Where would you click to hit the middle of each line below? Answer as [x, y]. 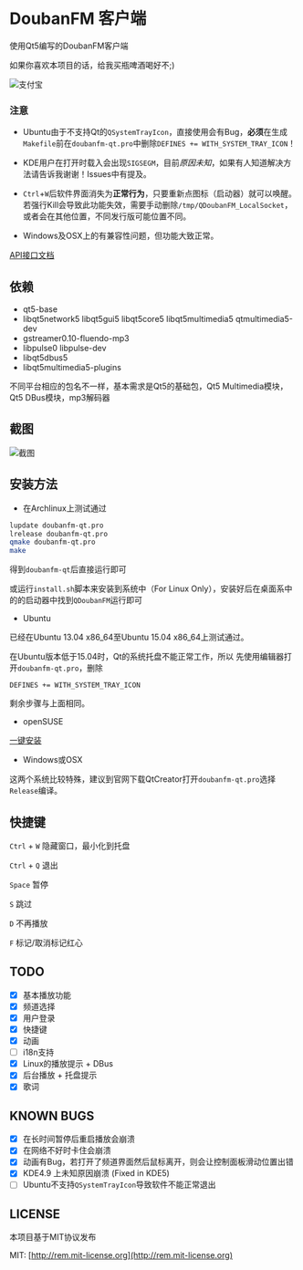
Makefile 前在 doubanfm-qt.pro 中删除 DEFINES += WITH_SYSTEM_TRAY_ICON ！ [159, 143]
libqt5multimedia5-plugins [72, 368]
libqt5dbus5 [45, 358]
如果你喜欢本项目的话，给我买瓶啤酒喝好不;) [92, 65]
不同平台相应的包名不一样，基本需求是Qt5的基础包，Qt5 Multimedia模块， [149, 386]
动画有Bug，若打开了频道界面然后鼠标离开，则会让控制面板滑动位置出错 [158, 1162]
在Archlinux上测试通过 [64, 508]
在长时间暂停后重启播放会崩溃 [78, 1139]
